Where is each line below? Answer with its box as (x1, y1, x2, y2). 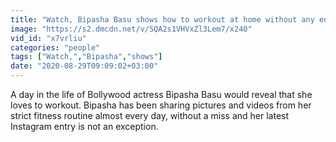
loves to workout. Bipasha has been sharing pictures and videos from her (10, 99, 312, 111)
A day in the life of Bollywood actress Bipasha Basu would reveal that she (10, 89, 313, 100)
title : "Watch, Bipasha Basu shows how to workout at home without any (10, 14, 315, 25)
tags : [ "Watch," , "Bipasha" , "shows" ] (10, 52, 163, 62)
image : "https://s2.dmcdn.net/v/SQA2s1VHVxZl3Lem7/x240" (10, 24, 253, 34)
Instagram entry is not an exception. (10, 121, 159, 132)
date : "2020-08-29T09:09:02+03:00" (10, 61, 159, 71)
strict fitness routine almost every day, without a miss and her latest (10, 110, 290, 121)
